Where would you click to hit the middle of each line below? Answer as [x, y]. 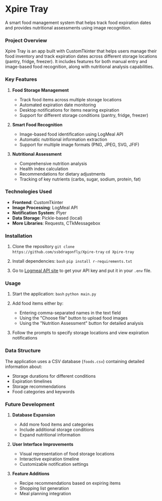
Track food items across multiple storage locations [70, 99]
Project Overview [26, 40]
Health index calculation [44, 169]
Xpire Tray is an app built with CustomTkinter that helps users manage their [81, 51]
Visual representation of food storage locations [67, 454]
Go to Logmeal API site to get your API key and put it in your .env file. [82, 271]
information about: [24, 366]
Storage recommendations [39, 386]
